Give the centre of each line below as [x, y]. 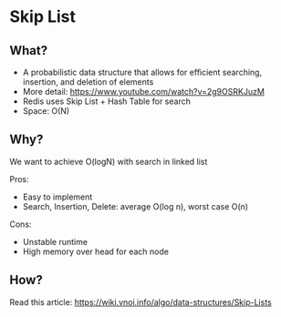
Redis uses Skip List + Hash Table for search [107, 101]
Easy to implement [57, 197]
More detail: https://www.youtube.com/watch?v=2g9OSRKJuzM [143, 92]
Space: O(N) [46, 111]
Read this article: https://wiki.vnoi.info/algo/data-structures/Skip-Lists [140, 302]
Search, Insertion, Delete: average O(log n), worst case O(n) [135, 206]
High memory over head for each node [95, 251]
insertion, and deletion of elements [88, 82]
